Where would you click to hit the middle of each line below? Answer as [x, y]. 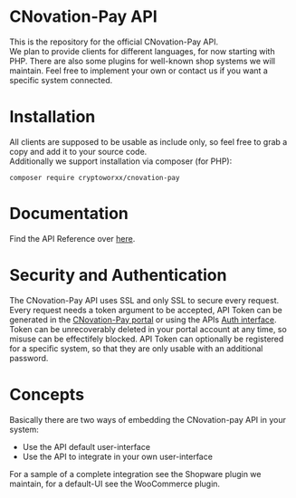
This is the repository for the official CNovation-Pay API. [114, 42]
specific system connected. [61, 80]
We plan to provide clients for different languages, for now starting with [142, 51]
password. [29, 358]
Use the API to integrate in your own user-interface [117, 456]
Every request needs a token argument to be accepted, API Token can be [146, 310]
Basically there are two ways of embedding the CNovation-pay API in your [148, 419]
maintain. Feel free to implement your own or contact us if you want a [139, 71]
